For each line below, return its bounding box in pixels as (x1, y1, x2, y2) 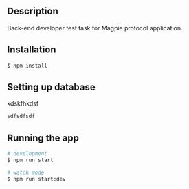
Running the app (7, 132, 79, 143)
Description (7, 6, 58, 17)
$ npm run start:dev (7, 175, 67, 182)
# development (7, 150, 48, 157)
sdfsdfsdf (7, 113, 36, 120)
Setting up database (7, 81, 96, 92)
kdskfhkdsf (7, 99, 39, 108)
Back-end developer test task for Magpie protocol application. (7, 23, 183, 32)
